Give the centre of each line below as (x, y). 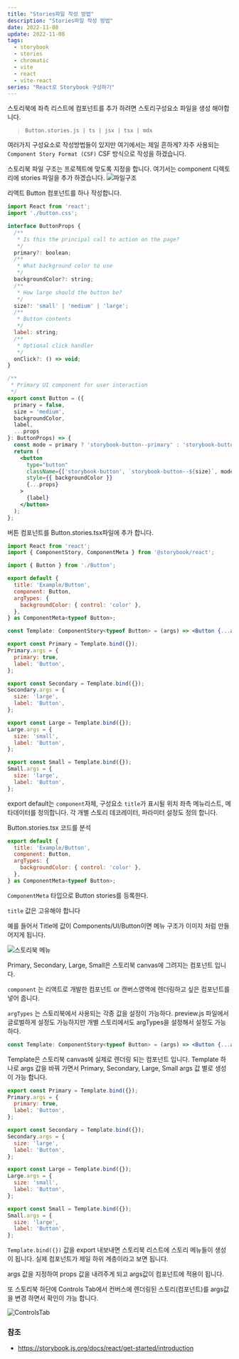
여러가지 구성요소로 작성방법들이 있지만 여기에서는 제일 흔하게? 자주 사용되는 (113, 145)
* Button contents (44, 319)
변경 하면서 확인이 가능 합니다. (57, 1298)
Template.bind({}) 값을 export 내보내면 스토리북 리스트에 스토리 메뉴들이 (110, 1250)
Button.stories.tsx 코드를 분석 (49, 827)
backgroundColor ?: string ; (54, 279)
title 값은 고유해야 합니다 (44, 911)
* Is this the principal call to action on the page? (98, 239)
